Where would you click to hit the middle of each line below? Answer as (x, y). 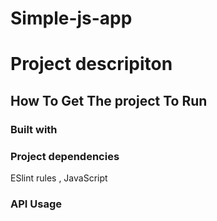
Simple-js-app (71, 18)
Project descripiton (91, 64)
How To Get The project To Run (109, 100)
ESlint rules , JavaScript (59, 178)
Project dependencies (65, 156)
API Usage (36, 204)
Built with (34, 129)
